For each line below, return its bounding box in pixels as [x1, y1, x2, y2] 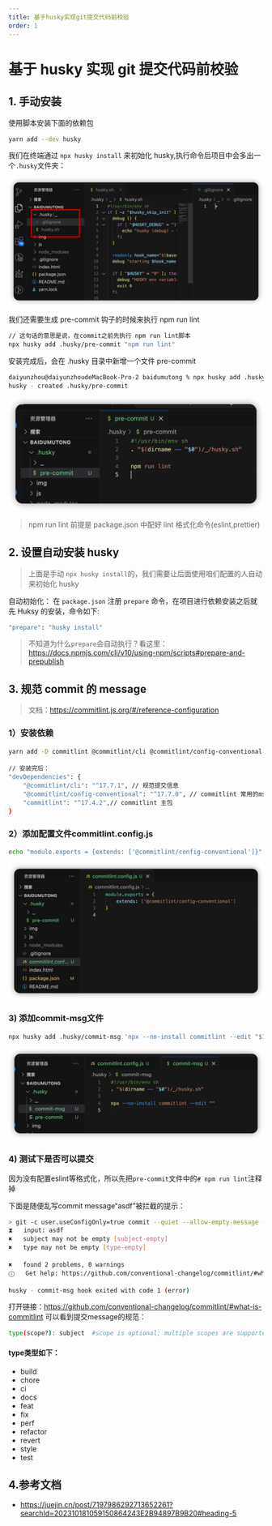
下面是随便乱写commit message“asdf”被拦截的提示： [8, 1200, 186, 1211]
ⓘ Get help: [8, 1269, 59, 1277]
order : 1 [8, 21, 38, 30]
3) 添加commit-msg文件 [8, 1013, 104, 1024]
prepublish [28, 656, 65, 666]
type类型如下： [8, 1348, 61, 1357]
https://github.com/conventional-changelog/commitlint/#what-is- [44, 1302, 262, 1312]
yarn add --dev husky [8, 135, 82, 143]
